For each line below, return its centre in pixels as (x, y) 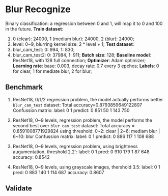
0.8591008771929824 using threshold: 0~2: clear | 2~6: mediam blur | (86, 131)
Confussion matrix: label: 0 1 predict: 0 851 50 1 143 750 (71, 110)
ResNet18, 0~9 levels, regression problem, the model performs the (82, 120)
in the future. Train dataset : (34, 29)
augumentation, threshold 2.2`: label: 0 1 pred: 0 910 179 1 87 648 (81, 152)
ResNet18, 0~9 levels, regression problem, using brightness (75, 146)
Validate (19, 189)
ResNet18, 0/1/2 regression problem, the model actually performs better (88, 99)
